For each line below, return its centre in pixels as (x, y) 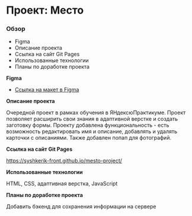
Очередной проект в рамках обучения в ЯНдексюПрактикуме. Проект (96, 112)
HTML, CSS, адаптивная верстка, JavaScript (62, 183)
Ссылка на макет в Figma (47, 90)
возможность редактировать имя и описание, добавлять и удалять (92, 131)
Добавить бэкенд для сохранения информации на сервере (81, 207)
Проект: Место (45, 10)
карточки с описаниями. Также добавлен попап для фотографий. (89, 138)
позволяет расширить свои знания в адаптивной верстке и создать (92, 119)
